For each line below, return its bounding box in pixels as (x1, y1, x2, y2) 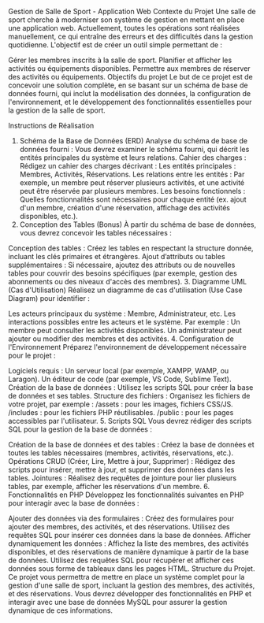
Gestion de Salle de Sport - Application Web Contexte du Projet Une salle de (8, 7, 256, 16)
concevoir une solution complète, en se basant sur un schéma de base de (8, 80, 248, 90)
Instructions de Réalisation (8, 121, 95, 130)
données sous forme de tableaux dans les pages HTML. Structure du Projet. (8, 564, 255, 573)
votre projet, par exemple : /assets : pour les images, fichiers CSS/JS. (8, 399, 234, 409)
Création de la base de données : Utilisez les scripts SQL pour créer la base (8, 383, 254, 392)
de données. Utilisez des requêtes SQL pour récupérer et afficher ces (8, 555, 234, 565)
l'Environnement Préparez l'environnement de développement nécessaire (8, 343, 247, 351)
